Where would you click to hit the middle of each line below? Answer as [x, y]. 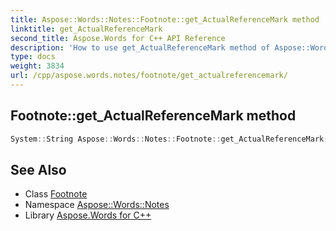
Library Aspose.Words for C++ [88, 215]
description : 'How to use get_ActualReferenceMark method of [140, 47]
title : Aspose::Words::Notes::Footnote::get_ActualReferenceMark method [165, 19]
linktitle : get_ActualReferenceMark [86, 29]
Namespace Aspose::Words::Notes [97, 205]
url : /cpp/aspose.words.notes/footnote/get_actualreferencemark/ [149, 76]
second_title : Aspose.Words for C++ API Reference [118, 38]
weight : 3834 [37, 66]
